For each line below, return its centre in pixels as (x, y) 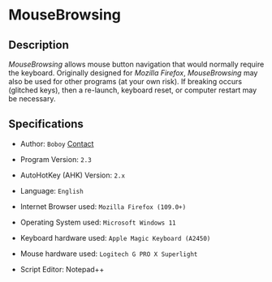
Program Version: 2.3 (56, 159)
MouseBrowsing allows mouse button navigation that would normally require (136, 64)
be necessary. (32, 98)
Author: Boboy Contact (57, 143)
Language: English (52, 190)
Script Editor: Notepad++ (62, 269)
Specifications (46, 124)
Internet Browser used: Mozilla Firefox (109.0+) (103, 206)
